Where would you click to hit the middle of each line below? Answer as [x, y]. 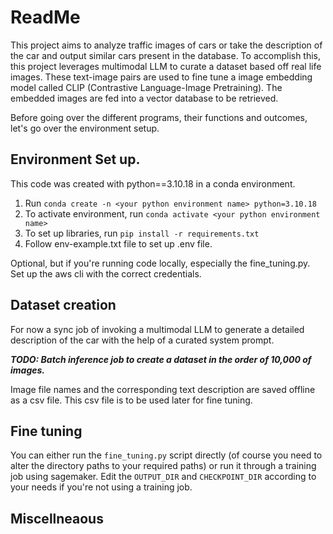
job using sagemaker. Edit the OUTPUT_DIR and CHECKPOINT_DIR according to [163, 477]
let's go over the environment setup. [85, 128]
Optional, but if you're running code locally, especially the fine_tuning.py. [160, 263]
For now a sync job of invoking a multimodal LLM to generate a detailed [157, 329]
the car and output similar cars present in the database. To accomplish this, [166, 55]
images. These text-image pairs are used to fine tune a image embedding [161, 77]
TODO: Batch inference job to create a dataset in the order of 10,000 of [161, 359]
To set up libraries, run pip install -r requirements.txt [142, 233]
